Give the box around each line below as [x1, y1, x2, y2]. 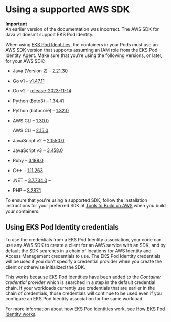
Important [5, 21, 27, 27]
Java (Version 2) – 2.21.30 [12, 68, 68, 74]
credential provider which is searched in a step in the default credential [5, 279, 156, 286]
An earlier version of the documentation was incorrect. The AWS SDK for [5, 26, 159, 32]
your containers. [5, 208, 40, 214]
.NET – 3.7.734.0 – [12, 177, 51, 183]
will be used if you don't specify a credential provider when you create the [5, 258, 162, 264]
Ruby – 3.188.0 [12, 157, 44, 163]
